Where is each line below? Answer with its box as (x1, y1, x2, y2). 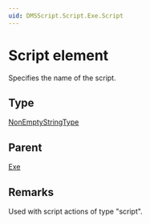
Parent (8, 141, 43, 154)
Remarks (8, 185, 55, 199)
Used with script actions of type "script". (8, 206, 143, 216)
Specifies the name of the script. (8, 73, 116, 83)
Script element (8, 46, 109, 64)
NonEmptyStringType (8, 117, 79, 127)
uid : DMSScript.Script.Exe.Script (8, 11, 124, 20)
